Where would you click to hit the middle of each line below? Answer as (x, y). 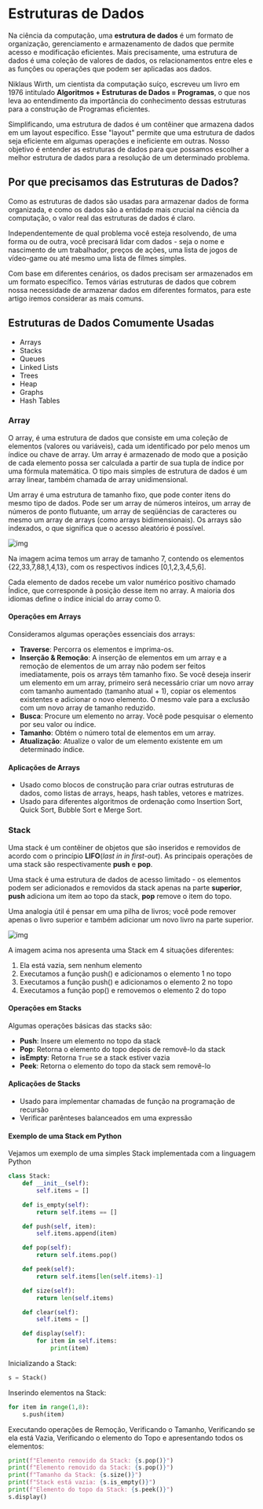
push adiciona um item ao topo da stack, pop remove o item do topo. (120, 896)
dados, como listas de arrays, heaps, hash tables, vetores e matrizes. (131, 793)
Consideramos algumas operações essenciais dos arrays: (102, 634)
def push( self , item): (59, 1226)
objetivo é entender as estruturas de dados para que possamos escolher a (129, 149)
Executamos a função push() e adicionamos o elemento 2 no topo (126, 981)
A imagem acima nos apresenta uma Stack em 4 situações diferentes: (121, 950)
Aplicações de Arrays (44, 767)
